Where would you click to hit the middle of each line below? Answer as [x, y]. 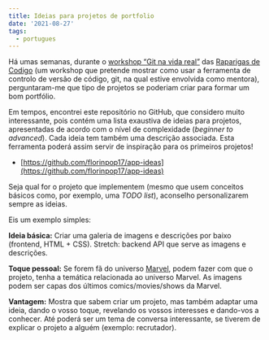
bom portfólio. [32, 96]
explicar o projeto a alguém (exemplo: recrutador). [93, 328]
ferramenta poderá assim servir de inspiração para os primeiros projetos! [131, 146]
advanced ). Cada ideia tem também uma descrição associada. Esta [121, 138]
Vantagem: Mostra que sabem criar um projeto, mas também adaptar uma [133, 302]
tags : [17, 31]
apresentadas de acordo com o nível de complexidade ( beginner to [121, 129]
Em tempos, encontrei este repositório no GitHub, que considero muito [127, 112]
